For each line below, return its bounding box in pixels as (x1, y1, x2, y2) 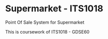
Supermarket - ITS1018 (5, 3, 103, 14)
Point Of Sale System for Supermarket (5, 19, 85, 25)
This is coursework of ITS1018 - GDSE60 (5, 29, 90, 35)
